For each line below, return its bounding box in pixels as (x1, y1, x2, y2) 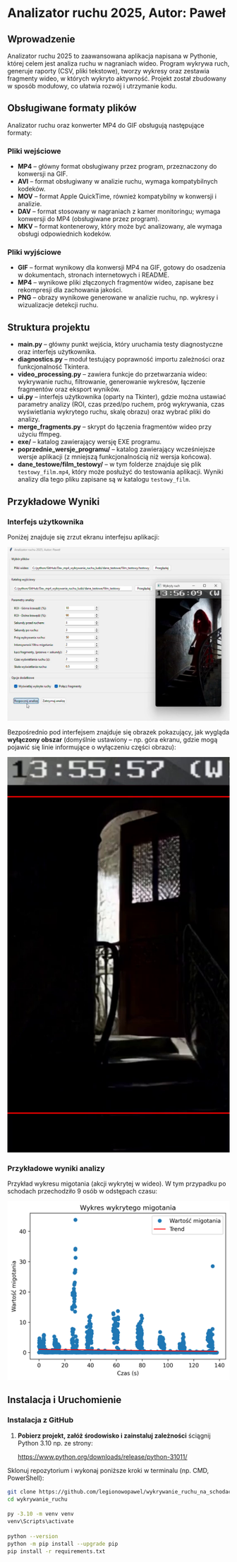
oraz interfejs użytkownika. (17, 347, 97, 356)
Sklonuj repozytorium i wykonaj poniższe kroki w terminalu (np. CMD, (7, 1466, 209, 1474)
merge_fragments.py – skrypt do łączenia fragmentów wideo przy (17, 422, 212, 431)
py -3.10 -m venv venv (7, 1510, 74, 1518)
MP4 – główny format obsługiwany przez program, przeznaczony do (17, 162, 217, 171)
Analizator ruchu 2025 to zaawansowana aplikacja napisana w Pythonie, (7, 52, 218, 60)
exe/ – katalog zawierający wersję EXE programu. (17, 438, 162, 446)
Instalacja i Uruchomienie (7, 1394, 122, 1406)
